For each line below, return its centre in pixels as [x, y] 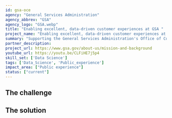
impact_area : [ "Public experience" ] [44, 67]
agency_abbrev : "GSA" [28, 19]
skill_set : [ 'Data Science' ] [36, 58]
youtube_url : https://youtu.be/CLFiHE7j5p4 [52, 53]
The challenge [29, 93]
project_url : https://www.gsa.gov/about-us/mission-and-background [79, 48]
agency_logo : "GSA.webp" [32, 24]
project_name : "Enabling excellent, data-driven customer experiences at [86, 34]
